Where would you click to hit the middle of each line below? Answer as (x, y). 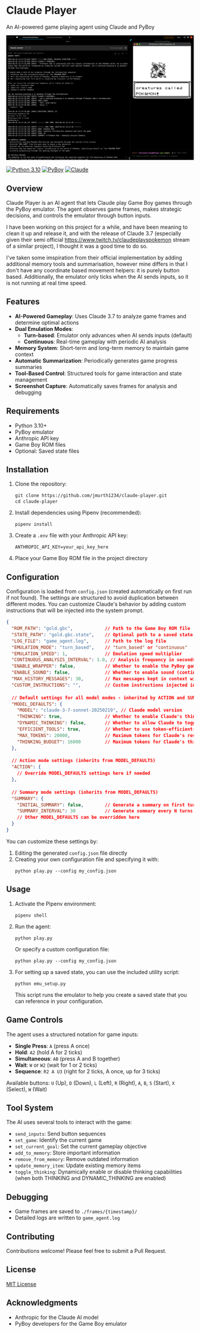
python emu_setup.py (40, 984)
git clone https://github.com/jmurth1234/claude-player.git (91, 496)
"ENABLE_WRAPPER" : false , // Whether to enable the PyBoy (98, 666)
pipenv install (34, 524)
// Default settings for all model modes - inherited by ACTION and (98, 698)
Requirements (33, 411)
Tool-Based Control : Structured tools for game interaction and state (98, 373)
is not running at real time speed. (47, 283)
